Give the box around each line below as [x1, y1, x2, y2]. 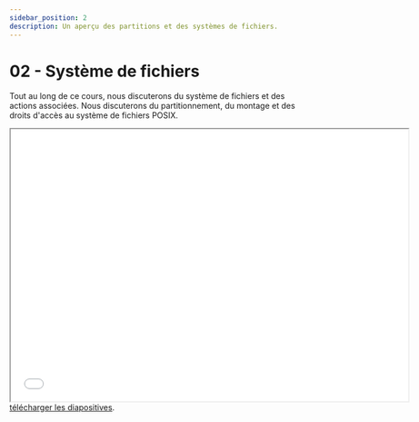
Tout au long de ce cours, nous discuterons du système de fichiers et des [9, 91, 285, 102]
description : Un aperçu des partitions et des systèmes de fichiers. [9, 22, 279, 31]
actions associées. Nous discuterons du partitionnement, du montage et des [9, 101, 295, 112]
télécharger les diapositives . [9, 402, 115, 413]
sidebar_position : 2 [9, 13, 88, 23]
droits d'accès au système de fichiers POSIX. [9, 110, 179, 121]
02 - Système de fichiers [9, 61, 200, 82]
